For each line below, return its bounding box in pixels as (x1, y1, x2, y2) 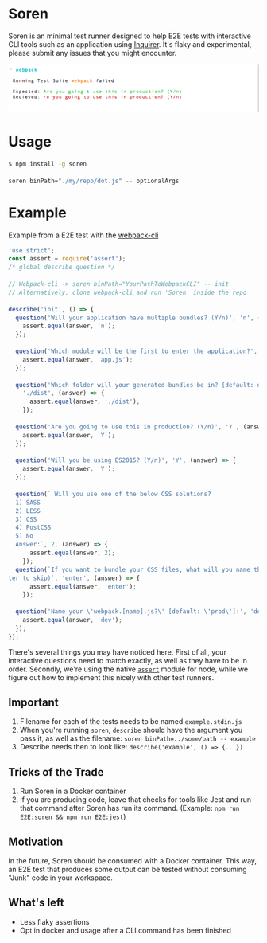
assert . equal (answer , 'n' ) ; (22, 322, 115, 331)
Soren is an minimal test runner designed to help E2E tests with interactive (8, 31, 252, 41)
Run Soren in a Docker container (19, 786, 126, 796)
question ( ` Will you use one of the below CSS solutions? (15, 490, 212, 498)
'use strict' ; (8, 246, 56, 255)
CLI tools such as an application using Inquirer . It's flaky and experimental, (8, 39, 252, 49)
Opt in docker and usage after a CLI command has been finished (19, 925, 232, 935)
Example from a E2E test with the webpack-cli (8, 230, 159, 240)
